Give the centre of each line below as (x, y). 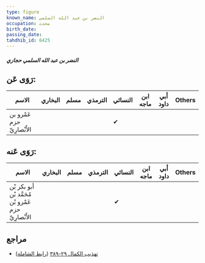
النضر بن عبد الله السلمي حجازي (42, 60)
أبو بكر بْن (22, 187)
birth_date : (21, 29)
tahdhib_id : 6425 (28, 40)
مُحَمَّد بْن (20, 194)
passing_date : (24, 35)
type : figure (23, 12)
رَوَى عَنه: (21, 151)
